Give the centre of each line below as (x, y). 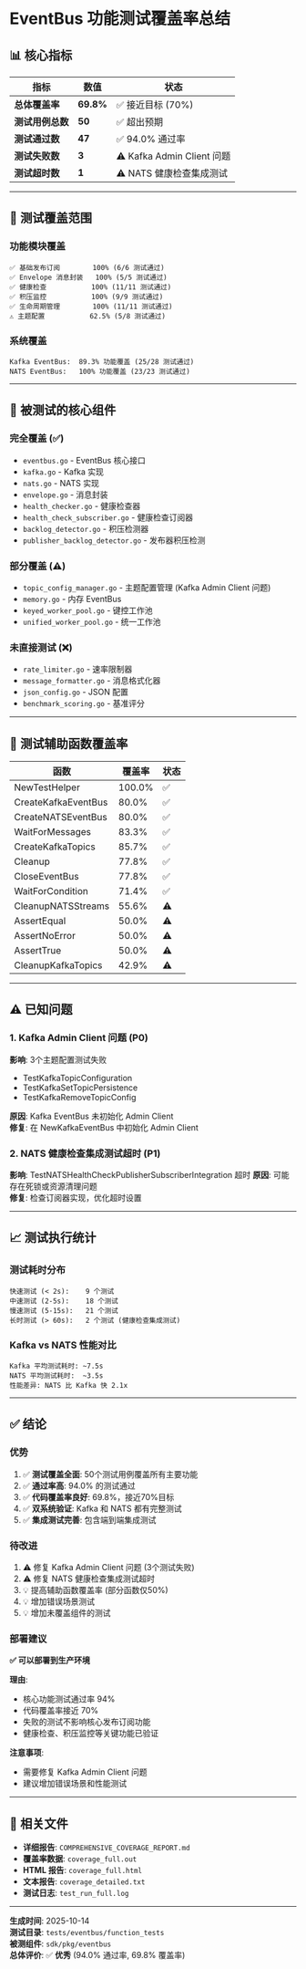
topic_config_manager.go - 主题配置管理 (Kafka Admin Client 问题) (147, 587)
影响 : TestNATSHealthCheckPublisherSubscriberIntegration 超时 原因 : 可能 (149, 1175)
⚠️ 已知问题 (41, 1010)
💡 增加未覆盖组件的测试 (66, 1613)
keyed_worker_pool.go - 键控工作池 (87, 610)
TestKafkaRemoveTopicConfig (79, 1097)
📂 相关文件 (39, 1823)
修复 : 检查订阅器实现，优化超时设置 (76, 1198)
